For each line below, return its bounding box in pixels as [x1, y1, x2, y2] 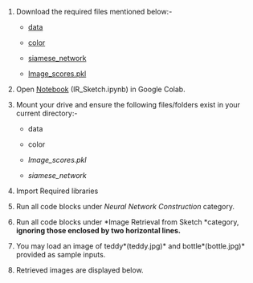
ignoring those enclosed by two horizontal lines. [15, 226, 181, 235]
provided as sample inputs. [15, 250, 106, 259]
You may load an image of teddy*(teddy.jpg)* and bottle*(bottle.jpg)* [15, 241, 245, 251]
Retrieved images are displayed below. [15, 265, 144, 275]
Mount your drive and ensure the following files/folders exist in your [15, 100, 241, 109]
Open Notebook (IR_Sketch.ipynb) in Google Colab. [15, 84, 186, 94]
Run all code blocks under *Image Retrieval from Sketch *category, [15, 217, 239, 227]
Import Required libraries [15, 186, 99, 196]
